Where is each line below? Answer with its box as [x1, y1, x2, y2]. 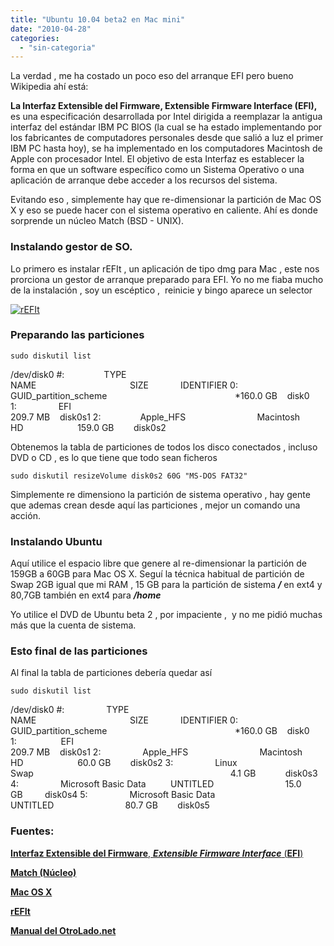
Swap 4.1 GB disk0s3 [10, 767, 318, 780]
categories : [10, 33, 60, 43]
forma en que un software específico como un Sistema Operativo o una [10, 164, 305, 176]
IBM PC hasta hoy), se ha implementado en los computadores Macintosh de [10, 142, 323, 155]
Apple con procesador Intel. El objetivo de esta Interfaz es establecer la [10, 153, 305, 165]
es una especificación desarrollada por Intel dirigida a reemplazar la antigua [10, 111, 323, 123]
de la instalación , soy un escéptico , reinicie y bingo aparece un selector [10, 284, 313, 296]
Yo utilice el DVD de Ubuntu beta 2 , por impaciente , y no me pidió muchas [10, 609, 323, 621]
